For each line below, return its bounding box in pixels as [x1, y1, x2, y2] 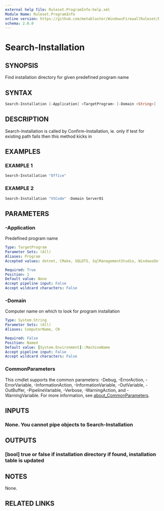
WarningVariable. [5, 392, 40, 398]
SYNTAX [5, 89, 33, 97]
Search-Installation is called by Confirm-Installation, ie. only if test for [5, 128, 145, 134]
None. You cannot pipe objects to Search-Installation [5, 421, 133, 428]
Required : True [5, 268, 36, 272]
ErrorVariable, [5, 382, 33, 388]
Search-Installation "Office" [5, 173, 67, 178]
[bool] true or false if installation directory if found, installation [5, 451, 156, 458]
